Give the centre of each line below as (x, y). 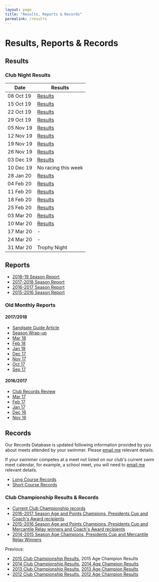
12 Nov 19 (20, 136)
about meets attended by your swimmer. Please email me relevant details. (80, 450)
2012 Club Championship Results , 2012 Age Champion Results (75, 574)
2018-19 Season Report (36, 277)
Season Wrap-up (29, 333)
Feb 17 (19, 402)
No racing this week (60, 168)
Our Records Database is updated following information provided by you (78, 445)
